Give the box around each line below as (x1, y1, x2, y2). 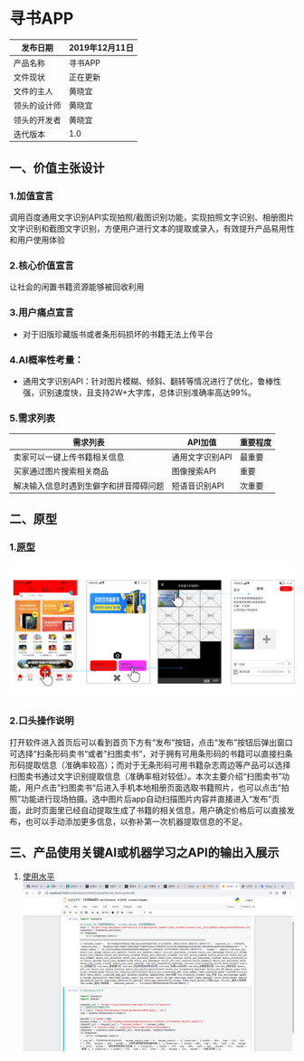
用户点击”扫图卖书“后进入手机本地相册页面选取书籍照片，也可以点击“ (24, 782, 282, 792)
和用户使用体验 (9, 234, 65, 245)
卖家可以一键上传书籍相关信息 (13, 451, 125, 462)
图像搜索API (171, 466, 217, 477)
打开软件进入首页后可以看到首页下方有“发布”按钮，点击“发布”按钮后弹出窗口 (9, 736, 293, 747)
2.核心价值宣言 (9, 260, 74, 272)
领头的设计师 (13, 100, 62, 111)
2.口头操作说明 (9, 715, 74, 727)
